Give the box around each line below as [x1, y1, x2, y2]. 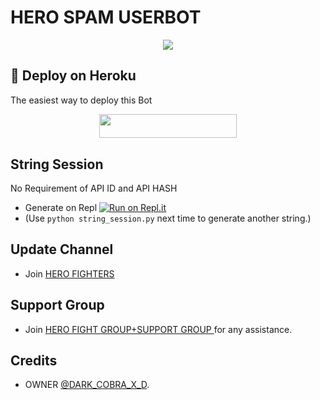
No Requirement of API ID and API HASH [10, 182, 178, 194]
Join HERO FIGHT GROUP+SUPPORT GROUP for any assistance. [24, 323, 293, 335]
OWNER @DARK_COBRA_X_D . [24, 379, 150, 391]
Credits [10, 352, 58, 370]
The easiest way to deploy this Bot [10, 94, 153, 106]
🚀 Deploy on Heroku [10, 67, 137, 85]
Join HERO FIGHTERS [24, 267, 115, 280]
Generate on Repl [24, 202, 98, 213]
